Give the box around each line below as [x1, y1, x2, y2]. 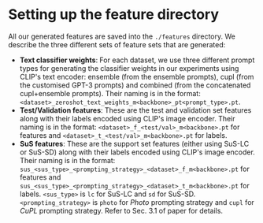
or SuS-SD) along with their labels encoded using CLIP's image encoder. [19, 147, 256, 157]
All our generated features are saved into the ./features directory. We [8, 32, 236, 41]
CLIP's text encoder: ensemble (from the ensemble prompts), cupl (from [19, 72, 254, 81]
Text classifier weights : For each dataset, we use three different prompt [19, 55, 255, 65]
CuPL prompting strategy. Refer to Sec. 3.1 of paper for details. [19, 206, 223, 215]
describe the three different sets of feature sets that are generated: [8, 39, 226, 49]
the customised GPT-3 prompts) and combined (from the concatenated [19, 80, 251, 90]
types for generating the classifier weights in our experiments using [19, 63, 239, 72]
